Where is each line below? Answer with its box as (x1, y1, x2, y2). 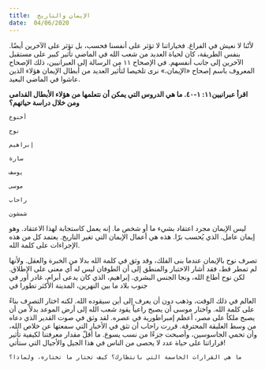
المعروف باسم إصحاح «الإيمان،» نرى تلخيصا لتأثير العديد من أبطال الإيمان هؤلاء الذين (9, 65, 256, 75)
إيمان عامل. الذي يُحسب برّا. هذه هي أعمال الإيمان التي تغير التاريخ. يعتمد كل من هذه (9, 232, 256, 241)
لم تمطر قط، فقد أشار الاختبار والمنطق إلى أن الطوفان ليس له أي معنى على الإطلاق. (9, 263, 257, 273)
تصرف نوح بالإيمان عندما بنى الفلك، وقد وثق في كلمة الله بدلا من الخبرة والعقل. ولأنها (9, 255, 258, 265)
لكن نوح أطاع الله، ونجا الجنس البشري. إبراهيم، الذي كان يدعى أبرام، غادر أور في (9, 272, 245, 281)
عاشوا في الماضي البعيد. (9, 74, 81, 84)
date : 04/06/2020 (9, 19, 69, 27)
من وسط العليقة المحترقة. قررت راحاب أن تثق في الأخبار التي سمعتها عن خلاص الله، (9, 321, 257, 330)
